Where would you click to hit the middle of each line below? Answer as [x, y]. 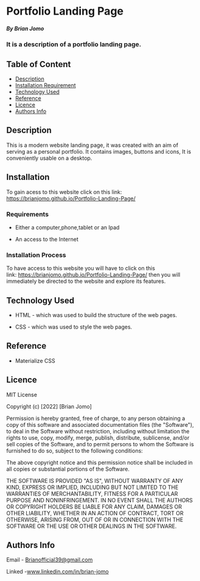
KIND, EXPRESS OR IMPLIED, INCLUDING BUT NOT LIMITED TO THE [92, 487]
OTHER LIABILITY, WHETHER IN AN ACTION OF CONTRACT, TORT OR [95, 513]
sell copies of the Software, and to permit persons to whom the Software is [100, 444]
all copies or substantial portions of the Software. [68, 469]
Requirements [28, 214]
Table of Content [39, 64]
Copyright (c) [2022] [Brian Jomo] [49, 406]
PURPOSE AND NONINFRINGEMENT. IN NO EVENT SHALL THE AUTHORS [100, 500]
